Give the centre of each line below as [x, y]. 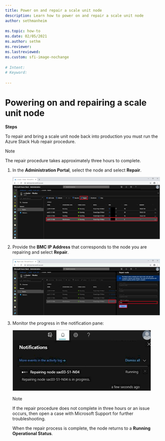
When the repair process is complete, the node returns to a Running [81, 428]
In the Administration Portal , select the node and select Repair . [77, 170]
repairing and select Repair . [40, 252]
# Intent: [15, 67]
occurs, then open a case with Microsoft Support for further [73, 413]
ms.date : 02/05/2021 [26, 36]
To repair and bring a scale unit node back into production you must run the [82, 136]
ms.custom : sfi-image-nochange [37, 57]
